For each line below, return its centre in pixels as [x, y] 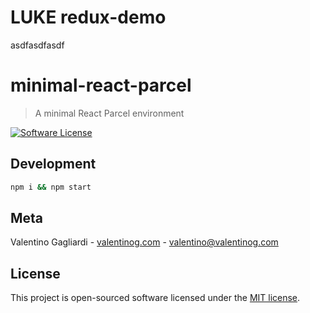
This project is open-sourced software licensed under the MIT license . [155, 298]
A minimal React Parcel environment [109, 113]
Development [53, 164]
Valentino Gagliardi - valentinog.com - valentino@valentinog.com [144, 242]
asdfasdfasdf [37, 45]
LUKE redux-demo [88, 17]
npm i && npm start [51, 187]
